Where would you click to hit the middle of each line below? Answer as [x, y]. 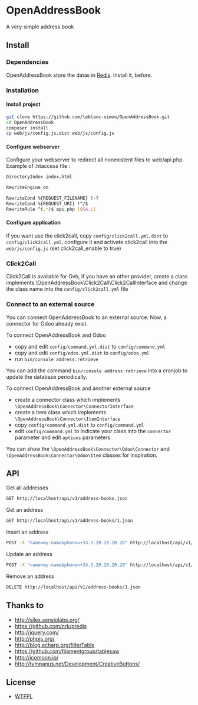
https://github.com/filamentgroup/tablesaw [67, 651]
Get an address [25, 510]
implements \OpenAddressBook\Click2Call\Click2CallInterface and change [97, 283]
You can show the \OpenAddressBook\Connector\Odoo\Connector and [88, 449]
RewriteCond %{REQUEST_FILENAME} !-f [52, 199]
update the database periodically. [47, 376]
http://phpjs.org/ [34, 638]
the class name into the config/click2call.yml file [67, 289]
